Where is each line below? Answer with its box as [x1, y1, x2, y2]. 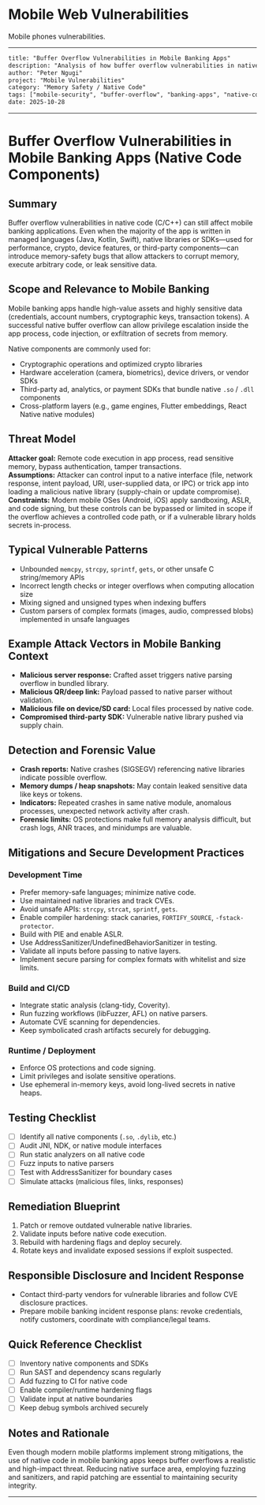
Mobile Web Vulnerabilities [8, 6, 189, 24]
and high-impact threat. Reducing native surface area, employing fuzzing [8, 1464, 246, 1473]
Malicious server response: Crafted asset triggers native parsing [19, 670, 233, 680]
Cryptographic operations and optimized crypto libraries [19, 359, 203, 368]
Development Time [8, 870, 83, 881]
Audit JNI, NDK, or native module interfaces [19, 1141, 162, 1150]
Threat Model [8, 432, 77, 446]
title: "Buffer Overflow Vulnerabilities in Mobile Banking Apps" [8, 54, 231, 62]
